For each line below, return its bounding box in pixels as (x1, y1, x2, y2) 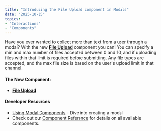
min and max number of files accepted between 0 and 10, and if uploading (5, 50, 157, 56)
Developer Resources (5, 98, 50, 104)
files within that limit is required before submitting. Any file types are (5, 55, 144, 61)
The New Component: (5, 76, 51, 82)
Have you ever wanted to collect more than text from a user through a (5, 39, 147, 45)
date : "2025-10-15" (5, 12, 45, 17)
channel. (5, 65, 23, 71)
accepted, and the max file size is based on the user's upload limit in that (5, 60, 154, 66)
